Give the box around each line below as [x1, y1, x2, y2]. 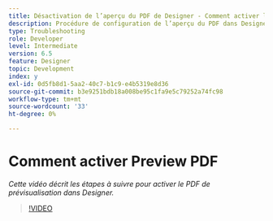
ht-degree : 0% [8, 110, 57, 119]
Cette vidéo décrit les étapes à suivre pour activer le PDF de [8, 179, 211, 188]
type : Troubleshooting [8, 27, 85, 35]
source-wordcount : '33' [8, 102, 89, 110]
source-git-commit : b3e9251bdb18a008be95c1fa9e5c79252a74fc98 [8, 87, 223, 96]
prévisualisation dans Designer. [8, 188, 115, 197]
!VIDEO [28, 203, 53, 213]
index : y [8, 72, 38, 80]
